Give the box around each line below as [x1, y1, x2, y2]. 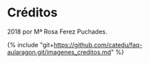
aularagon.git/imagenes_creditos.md [7, 48, 112, 56]
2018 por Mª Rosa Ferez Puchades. [7, 27, 108, 36]
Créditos [7, 5, 58, 21]
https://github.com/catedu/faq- [53, 40, 143, 49]
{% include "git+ [7, 40, 54, 49]
